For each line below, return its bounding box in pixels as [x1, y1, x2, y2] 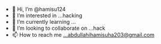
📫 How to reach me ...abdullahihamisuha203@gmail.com [11, 32, 155, 38]
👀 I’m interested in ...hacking [11, 12, 82, 19]
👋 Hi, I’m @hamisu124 [11, 6, 66, 12]
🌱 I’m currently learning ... [11, 18, 76, 25]
